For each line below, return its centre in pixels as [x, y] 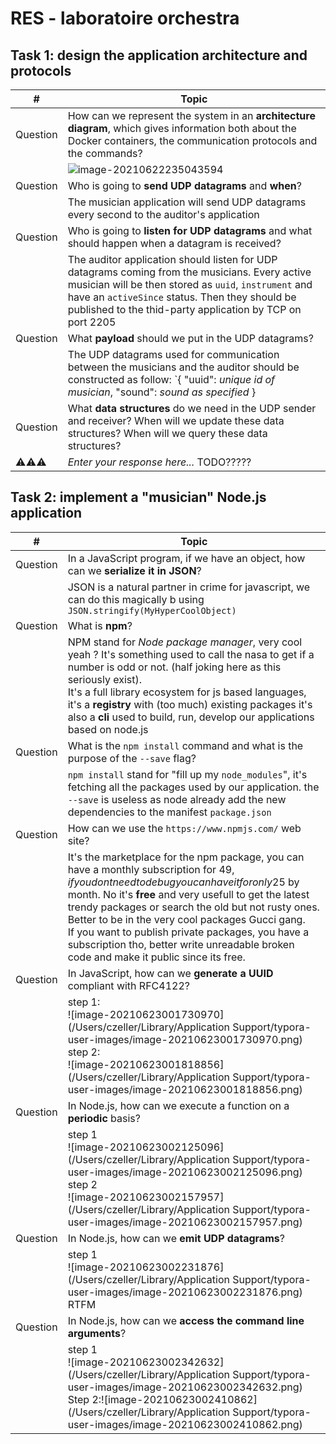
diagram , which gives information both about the [182, 128]
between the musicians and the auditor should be [183, 367]
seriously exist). [104, 679]
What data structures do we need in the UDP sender [192, 408]
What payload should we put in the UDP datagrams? [190, 338]
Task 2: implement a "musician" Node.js [138, 497]
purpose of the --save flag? [132, 758]
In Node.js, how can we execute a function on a [178, 1105]
